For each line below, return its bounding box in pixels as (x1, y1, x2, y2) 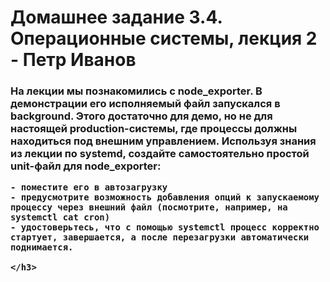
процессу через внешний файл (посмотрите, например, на (10, 202, 288, 213)
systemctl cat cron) (10, 212, 111, 223)
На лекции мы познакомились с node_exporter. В (10, 84, 263, 98)
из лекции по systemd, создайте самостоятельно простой (10, 147, 310, 161)
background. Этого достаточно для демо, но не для (10, 109, 273, 123)
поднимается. (10, 242, 74, 253)
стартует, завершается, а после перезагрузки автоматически (10, 232, 310, 243)
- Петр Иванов (10, 49, 137, 71)
